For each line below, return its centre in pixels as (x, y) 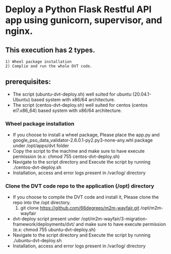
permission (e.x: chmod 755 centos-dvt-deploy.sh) (66, 156)
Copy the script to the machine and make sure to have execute (79, 151)
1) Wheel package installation (39, 62)
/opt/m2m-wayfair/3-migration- (114, 219)
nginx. (19, 31)
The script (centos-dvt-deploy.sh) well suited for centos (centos (80, 105)
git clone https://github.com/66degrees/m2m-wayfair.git (80, 208)
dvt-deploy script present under (46, 219)
